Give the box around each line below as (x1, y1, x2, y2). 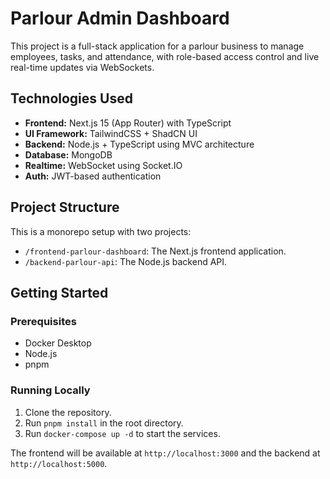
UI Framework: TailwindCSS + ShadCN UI (24, 127, 198, 139)
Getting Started (10, 284, 109, 301)
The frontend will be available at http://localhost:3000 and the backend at (10, 447, 321, 459)
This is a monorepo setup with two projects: (10, 225, 192, 237)
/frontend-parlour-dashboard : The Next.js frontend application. (24, 245, 287, 257)
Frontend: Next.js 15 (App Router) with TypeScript (24, 117, 232, 129)
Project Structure (10, 199, 120, 216)
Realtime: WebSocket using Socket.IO (24, 159, 183, 171)
